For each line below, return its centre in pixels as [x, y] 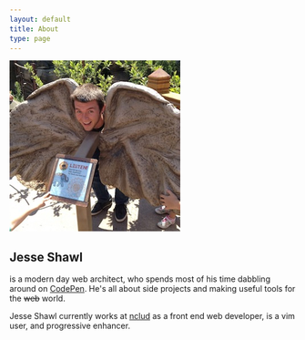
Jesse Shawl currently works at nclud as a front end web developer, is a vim [152, 316]
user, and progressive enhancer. [70, 326]
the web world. [37, 299]
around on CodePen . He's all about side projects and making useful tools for [152, 289]
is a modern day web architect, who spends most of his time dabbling [140, 279]
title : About [34, 29]
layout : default [40, 19]
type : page [30, 38]
